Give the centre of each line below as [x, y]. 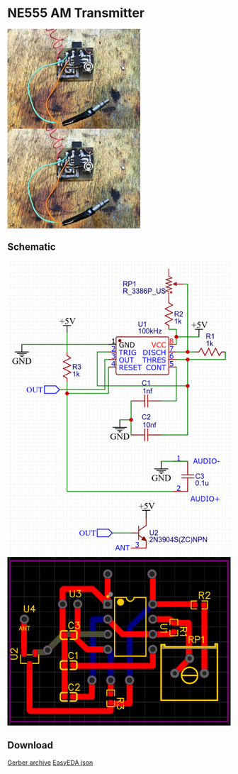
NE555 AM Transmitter [76, 13]
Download [30, 745]
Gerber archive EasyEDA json [50, 762]
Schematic [32, 247]
